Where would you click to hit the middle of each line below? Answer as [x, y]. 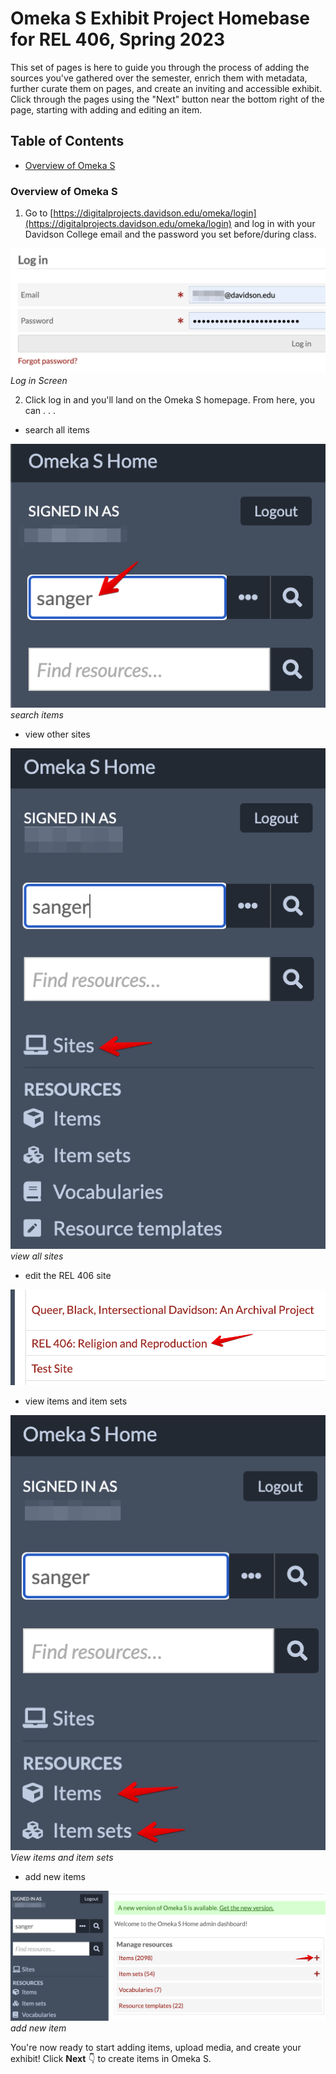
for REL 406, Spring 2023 [117, 39]
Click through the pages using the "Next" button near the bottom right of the [167, 99]
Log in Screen [39, 381]
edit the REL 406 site [68, 1275]
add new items [55, 1876]
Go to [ [39, 213]
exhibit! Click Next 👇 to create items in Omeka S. [111, 2058]
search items [37, 714]
